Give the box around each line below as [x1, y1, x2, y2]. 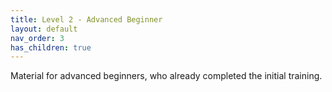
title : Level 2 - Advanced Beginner [10, 14, 163, 25]
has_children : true [10, 42, 92, 53]
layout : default [10, 24, 78, 34]
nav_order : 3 [10, 33, 65, 43]
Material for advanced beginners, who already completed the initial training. [10, 70, 323, 82]
